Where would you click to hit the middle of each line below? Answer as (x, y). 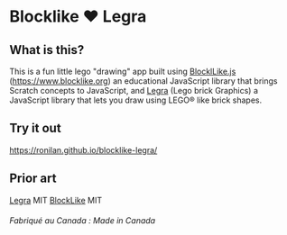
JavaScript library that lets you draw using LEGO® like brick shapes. (136, 100)
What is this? (47, 50)
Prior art (33, 179)
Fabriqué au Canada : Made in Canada (83, 221)
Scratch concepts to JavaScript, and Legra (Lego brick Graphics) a (134, 90)
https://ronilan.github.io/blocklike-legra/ (83, 149)
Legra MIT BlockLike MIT (56, 200)
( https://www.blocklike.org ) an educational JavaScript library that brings (143, 81)
